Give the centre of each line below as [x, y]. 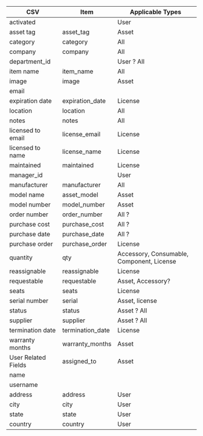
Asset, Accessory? [144, 281]
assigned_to [79, 361]
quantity [21, 258]
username [24, 385]
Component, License [147, 261]
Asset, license [137, 301]
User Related [28, 358]
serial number [29, 301]
